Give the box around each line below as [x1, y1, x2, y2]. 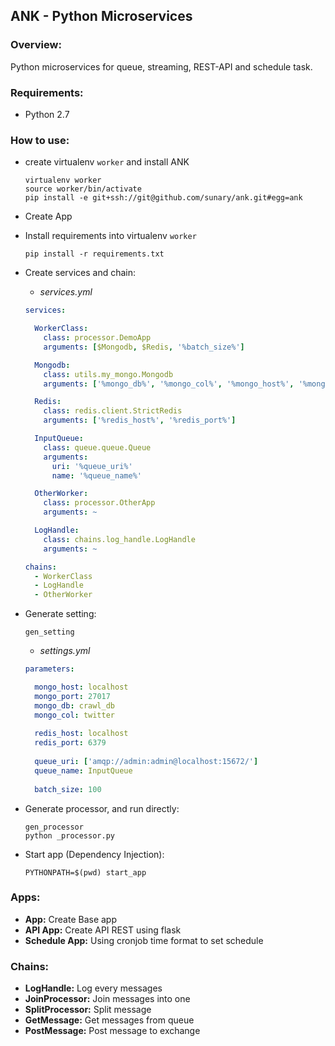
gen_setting [24, 627, 75, 638]
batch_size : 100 [34, 784, 102, 794]
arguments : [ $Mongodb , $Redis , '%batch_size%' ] [43, 342, 245, 352]
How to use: [10, 133, 70, 147]
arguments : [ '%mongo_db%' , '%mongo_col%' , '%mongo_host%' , [43, 379, 295, 389]
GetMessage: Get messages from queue [24, 1014, 195, 1026]
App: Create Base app [24, 913, 117, 925]
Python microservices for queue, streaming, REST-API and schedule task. [10, 60, 313, 73]
